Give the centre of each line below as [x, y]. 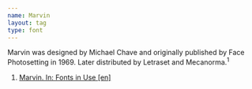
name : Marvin [29, 15]
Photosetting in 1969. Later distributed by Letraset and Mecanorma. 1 [118, 61]
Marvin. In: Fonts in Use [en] [65, 78]
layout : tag [27, 23]
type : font [25, 30]
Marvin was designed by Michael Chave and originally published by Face [126, 53]
